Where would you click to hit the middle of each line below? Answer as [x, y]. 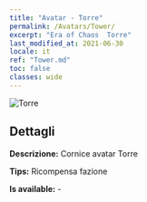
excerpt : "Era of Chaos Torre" [70, 35]
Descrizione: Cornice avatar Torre [74, 153]
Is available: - [35, 188]
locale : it [30, 52]
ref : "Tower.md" [40, 60]
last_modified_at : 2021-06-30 [67, 43]
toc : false [30, 69]
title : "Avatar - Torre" [56, 18]
